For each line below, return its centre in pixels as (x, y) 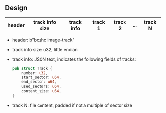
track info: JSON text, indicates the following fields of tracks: (74, 59)
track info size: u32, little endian (45, 49)
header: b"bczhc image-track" (43, 40)
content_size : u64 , (41, 91)
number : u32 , (35, 73)
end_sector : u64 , (39, 82)
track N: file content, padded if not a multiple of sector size (72, 105)
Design (16, 8)
